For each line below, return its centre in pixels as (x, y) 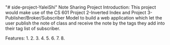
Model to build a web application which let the (114, 18)
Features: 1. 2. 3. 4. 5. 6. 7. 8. (35, 38)
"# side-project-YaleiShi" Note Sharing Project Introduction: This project (81, 7)
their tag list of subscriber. (33, 28)
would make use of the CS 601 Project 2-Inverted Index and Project (76, 12)
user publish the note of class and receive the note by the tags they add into (85, 23)
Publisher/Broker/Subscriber (35, 18)
